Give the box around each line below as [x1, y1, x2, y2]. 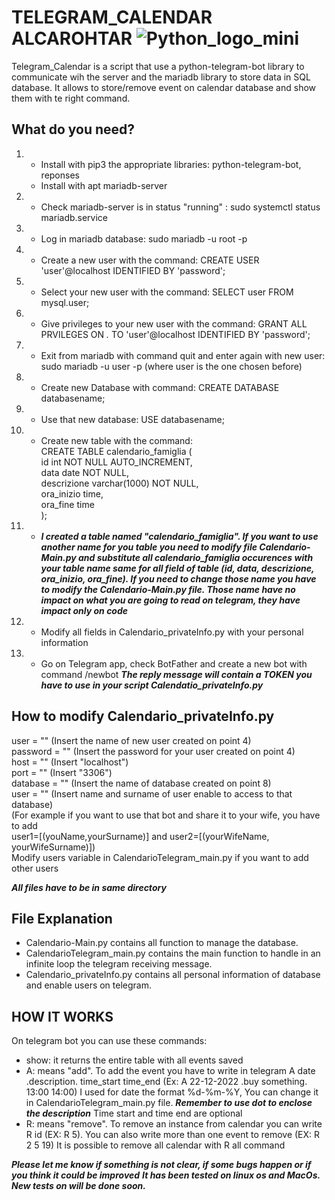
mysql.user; [40, 296, 90, 308]
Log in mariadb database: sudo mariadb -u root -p [40, 232, 248, 245]
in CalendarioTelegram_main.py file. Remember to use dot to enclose [25, 1097, 313, 1109]
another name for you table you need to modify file [40, 541, 258, 553]
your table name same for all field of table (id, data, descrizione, [40, 562, 315, 574]
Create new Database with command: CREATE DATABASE [40, 381, 280, 393]
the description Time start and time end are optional [25, 1107, 243, 1120]
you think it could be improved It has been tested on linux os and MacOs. [11, 1169, 321, 1181]
